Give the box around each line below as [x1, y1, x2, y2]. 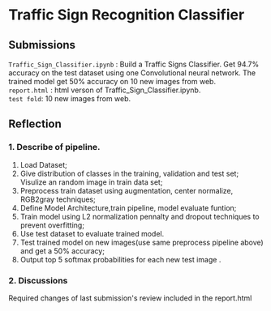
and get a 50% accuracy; [19, 245, 105, 256]
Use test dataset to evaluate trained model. [19, 228, 165, 238]
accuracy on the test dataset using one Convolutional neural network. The [8, 68, 256, 78]
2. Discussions [8, 275, 68, 286]
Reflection [8, 117, 62, 131]
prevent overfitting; [19, 220, 85, 230]
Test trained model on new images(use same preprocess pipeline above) [19, 237, 264, 247]
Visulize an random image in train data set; [19, 177, 163, 187]
